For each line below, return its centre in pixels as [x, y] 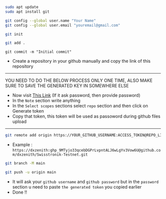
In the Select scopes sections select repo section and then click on [80, 106]
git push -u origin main [31, 172]
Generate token [28, 111]
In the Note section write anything [46, 101]
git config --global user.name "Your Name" [51, 20]
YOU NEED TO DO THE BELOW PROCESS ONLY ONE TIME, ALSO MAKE [79, 80]
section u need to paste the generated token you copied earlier [77, 187]
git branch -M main [25, 163]
